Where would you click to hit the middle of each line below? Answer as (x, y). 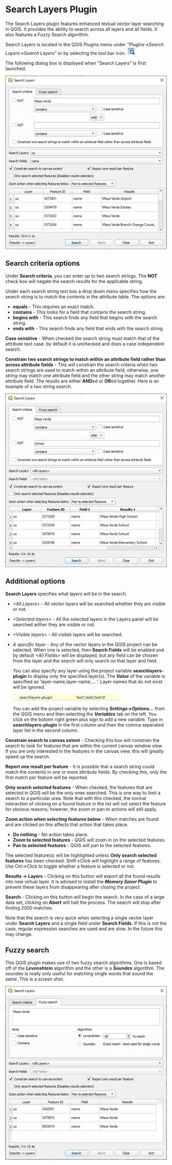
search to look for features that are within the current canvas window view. (84, 746)
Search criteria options (43, 263)
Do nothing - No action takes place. (50, 834)
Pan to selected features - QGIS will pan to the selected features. (82, 845)
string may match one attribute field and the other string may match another (85, 375)
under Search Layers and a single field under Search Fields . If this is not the (86, 923)
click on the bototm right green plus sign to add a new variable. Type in (88, 719)
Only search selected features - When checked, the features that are (79, 787)
